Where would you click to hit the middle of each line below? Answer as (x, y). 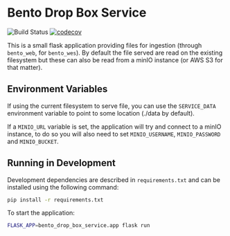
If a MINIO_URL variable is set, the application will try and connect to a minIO (114, 127)
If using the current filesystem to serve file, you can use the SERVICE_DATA (112, 106)
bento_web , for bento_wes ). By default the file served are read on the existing (115, 53)
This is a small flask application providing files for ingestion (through (105, 45)
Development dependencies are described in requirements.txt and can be (114, 180)
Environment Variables (57, 89)
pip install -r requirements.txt (55, 200)
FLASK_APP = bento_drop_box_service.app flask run (79, 226)
